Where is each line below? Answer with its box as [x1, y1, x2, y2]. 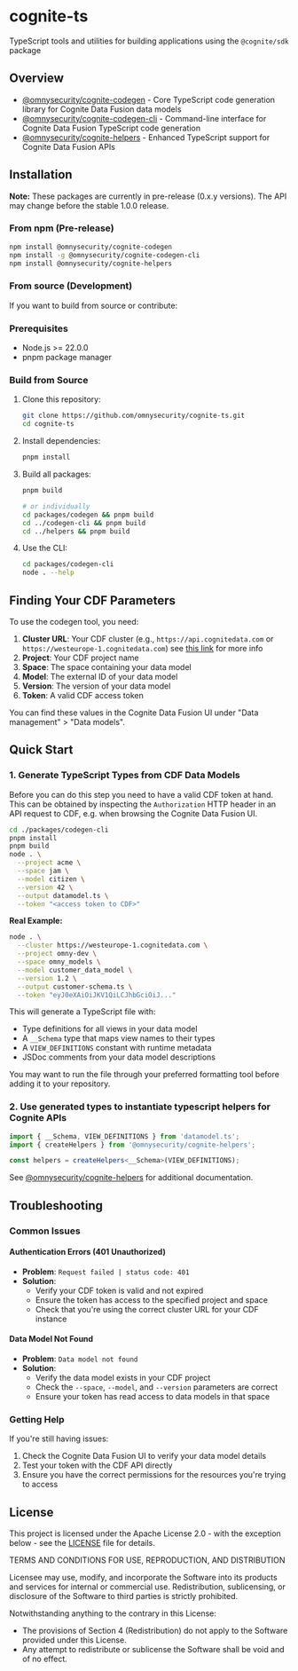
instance [35, 1313, 67, 1324]
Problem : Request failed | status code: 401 [21, 1266, 190, 1277]
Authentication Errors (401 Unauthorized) [9, 1247, 166, 1257]
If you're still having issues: [9, 1433, 109, 1444]
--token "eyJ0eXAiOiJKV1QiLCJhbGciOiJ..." [17, 990, 176, 999]
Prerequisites [9, 322, 68, 335]
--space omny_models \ [17, 958, 101, 966]
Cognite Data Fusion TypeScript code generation [21, 122, 201, 133]
